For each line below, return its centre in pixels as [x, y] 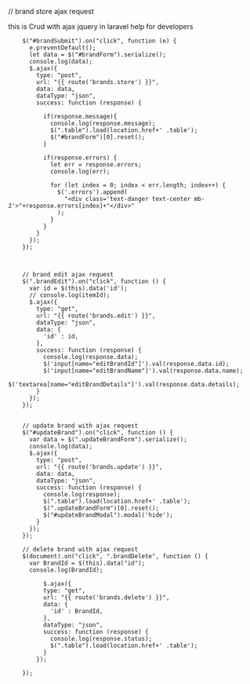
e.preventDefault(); [62, 48]
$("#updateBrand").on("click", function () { [98, 433]
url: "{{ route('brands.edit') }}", [96, 316]
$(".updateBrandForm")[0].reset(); [101, 508]
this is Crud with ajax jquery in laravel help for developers [101, 26]
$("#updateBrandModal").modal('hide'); [108, 515]
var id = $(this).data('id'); [78, 288]
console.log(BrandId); [66, 570]
